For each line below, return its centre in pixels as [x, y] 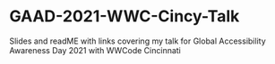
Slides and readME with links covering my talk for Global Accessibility [137, 41]
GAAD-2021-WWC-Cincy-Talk [125, 16]
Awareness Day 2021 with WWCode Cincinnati [95, 50]
